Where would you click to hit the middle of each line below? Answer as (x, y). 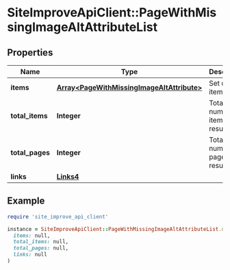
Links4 (68, 176)
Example (26, 201)
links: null (30, 255)
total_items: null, (41, 242)
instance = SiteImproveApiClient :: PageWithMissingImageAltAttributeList (113, 229)
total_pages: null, (41, 248)
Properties (30, 52)
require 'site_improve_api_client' (58, 217)
